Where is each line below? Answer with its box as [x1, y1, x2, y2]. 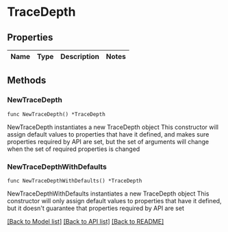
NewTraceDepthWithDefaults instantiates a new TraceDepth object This [7, 189, 210, 198]
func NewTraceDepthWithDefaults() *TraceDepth [7, 177, 142, 184]
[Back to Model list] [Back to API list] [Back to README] [7, 217, 164, 225]
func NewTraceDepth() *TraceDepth [7, 111, 106, 117]
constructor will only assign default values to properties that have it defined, [7, 196, 222, 205]
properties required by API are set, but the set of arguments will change [7, 137, 210, 146]
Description [60, 52, 99, 61]
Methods [7, 75, 47, 86]
